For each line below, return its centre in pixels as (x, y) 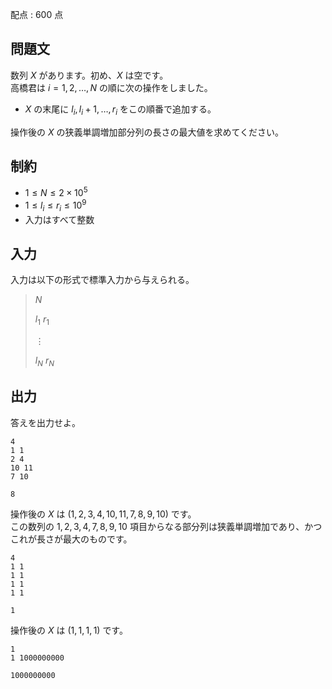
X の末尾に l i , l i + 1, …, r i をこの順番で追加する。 (120, 110)
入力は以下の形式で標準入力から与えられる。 (102, 280)
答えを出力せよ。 (45, 422)
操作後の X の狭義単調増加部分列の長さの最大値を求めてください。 (147, 132)
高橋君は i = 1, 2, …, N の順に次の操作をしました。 (111, 87)
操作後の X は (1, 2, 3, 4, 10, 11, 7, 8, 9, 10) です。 (103, 514)
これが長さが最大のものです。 (71, 539)
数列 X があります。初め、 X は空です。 (89, 75)
